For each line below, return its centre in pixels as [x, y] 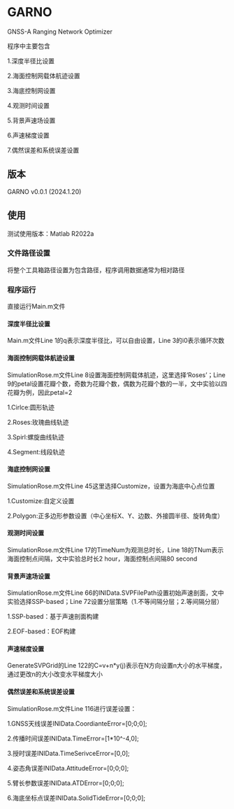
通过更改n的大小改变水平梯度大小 [55, 674]
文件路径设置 [29, 253]
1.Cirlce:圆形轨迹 [31, 407]
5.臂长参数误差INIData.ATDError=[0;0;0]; [66, 783]
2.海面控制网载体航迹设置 [44, 76]
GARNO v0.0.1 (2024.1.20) [44, 191]
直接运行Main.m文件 [36, 307]
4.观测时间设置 [29, 105]
